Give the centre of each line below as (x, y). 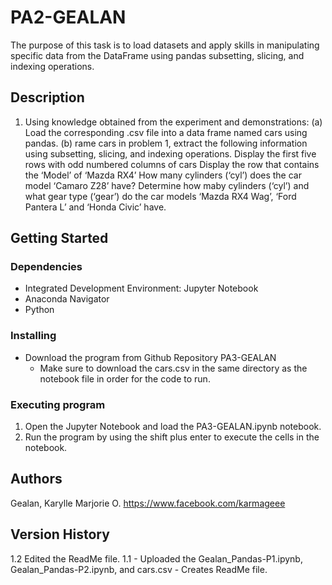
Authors (36, 479)
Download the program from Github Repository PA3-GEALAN (150, 357)
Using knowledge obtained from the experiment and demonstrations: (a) (173, 122)
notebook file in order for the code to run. (125, 378)
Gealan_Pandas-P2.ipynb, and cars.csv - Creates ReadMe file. (139, 569)
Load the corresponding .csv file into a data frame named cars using (166, 132)
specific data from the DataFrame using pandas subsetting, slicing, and (157, 55)
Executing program (58, 404)
